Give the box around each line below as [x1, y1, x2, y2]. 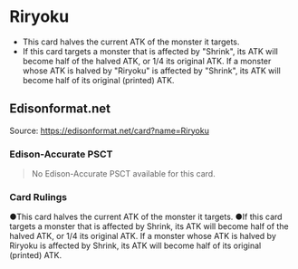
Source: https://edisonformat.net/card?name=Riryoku [9, 125, 210, 136]
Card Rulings [9, 190, 68, 203]
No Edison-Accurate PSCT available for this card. [31, 168, 216, 179]
